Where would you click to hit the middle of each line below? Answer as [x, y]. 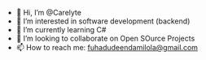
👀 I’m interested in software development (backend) [103, 21]
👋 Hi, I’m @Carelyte [48, 13]
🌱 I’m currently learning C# [61, 30]
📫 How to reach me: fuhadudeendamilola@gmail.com [107, 47]
